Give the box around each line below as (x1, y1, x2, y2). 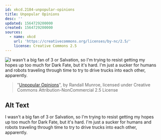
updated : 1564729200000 (5, 20, 53, 26)
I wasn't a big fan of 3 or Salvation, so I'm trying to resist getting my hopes (5, 114, 154, 120)
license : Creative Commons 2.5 (14, 43, 77, 48)
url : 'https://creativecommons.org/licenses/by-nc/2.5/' (14, 39, 131, 44)
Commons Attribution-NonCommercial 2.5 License (16, 87, 118, 93)
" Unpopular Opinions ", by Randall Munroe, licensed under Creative (16, 81, 151, 88)
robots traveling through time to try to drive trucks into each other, (5, 124, 137, 130)
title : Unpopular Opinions (5, 12, 60, 17)
